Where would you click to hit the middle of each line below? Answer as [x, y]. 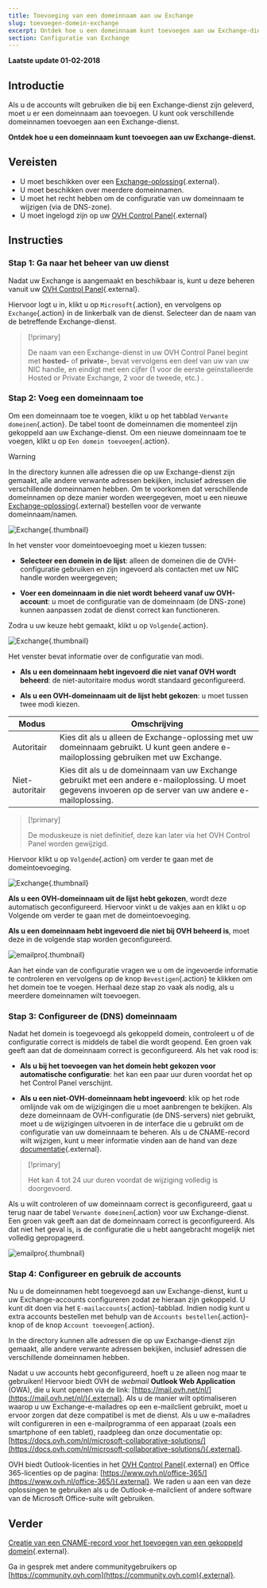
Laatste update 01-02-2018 [54, 61]
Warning [22, 456]
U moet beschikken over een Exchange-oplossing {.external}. [120, 181]
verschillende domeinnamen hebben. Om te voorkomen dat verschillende [128, 489]
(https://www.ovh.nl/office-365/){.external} [79, 1482]
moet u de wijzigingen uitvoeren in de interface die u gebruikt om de [132, 1124]
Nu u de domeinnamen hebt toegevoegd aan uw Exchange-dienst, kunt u [128, 1291]
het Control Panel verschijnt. [66, 1083]
